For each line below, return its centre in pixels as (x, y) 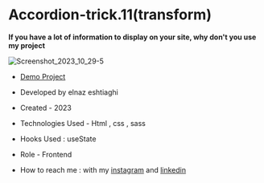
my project (27, 45)
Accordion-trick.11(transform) (110, 15)
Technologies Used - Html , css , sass (83, 123)
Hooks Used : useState (58, 139)
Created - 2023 (46, 108)
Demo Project (43, 76)
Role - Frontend (46, 154)
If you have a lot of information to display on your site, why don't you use (132, 37)
